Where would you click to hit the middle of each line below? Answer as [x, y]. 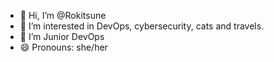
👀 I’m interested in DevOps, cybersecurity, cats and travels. [142, 26]
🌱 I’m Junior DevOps [62, 36]
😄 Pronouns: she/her [63, 47]
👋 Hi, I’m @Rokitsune [63, 15]
